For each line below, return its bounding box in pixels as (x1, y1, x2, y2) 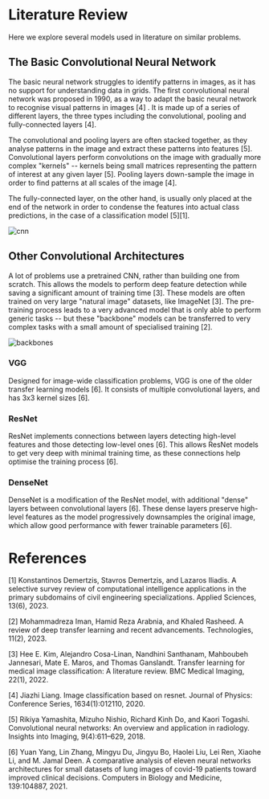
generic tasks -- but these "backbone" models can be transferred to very (8, 313, 251, 323)
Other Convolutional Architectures (8, 249, 185, 263)
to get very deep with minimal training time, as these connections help (8, 449, 241, 458)
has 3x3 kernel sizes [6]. (8, 392, 90, 403)
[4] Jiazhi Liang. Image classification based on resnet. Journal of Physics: (8, 690, 253, 700)
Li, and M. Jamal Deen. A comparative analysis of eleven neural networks (8, 756, 251, 765)
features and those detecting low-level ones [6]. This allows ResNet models (8, 440, 259, 449)
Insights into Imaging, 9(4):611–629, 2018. (8, 731, 146, 741)
